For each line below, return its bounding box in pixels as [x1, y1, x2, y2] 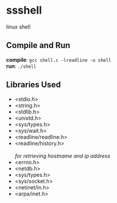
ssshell [6, 4, 43, 17]
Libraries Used [6, 80, 61, 90]
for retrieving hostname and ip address [14, 152, 110, 159]
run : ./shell [6, 62, 37, 69]
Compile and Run [6, 40, 71, 50]
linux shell [6, 23, 31, 30]
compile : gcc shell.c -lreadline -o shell [6, 56, 112, 63]
